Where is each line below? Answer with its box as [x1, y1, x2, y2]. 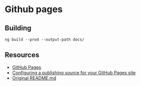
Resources [5, 51, 40, 59]
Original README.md [12, 75, 56, 81]
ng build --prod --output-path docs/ [5, 37, 85, 42]
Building [5, 24, 31, 32]
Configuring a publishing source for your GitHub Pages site [12, 69, 136, 75]
